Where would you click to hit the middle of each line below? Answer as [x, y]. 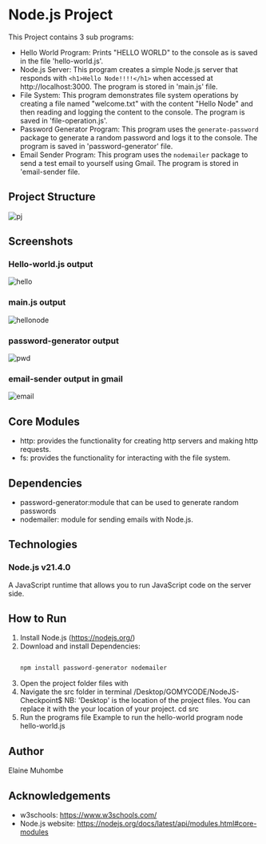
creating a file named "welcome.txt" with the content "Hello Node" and [136, 103]
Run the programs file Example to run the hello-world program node [131, 717]
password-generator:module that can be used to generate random [129, 502]
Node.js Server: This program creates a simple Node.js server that [129, 69]
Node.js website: [48, 823]
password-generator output [64, 341]
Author [26, 751]
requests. [36, 450]
